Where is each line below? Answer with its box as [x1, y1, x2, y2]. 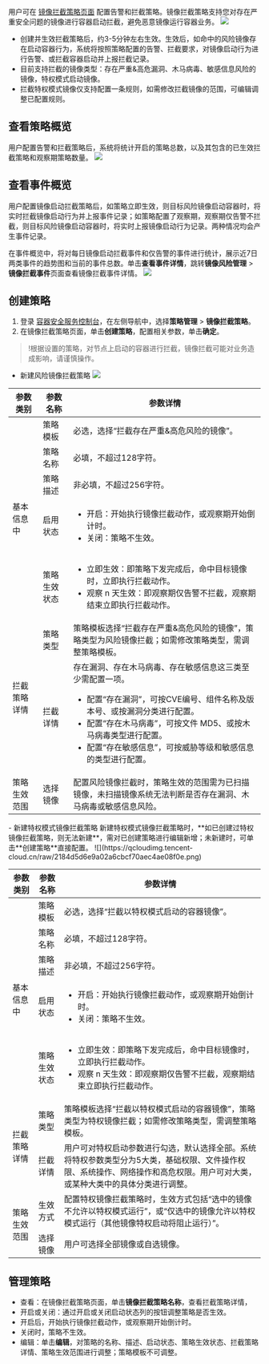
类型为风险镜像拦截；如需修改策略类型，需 [81, 635, 242, 646]
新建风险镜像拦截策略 [19, 371, 90, 381]
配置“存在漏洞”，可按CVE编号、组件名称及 [86, 694, 247, 705]
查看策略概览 [8, 119, 72, 134]
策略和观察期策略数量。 [14, 152, 93, 162]
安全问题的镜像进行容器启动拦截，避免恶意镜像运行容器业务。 [14, 17, 219, 26]
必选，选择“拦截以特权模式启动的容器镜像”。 [63, 906, 232, 918]
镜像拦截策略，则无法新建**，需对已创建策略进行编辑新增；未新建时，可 [8, 833, 247, 843]
